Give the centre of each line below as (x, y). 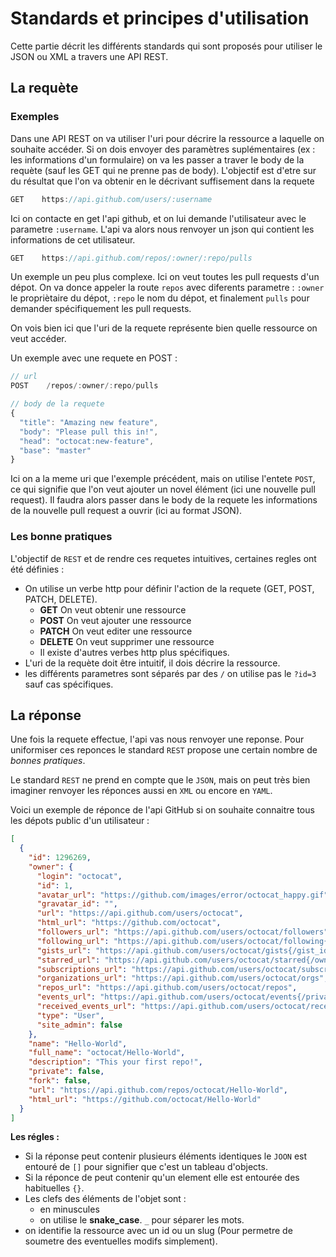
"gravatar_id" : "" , (77, 904)
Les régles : (35, 1137)
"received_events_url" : (86, 1007)
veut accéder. (38, 339)
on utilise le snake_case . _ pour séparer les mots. (142, 1220)
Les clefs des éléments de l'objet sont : (105, 1199)
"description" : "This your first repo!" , (115, 1062)
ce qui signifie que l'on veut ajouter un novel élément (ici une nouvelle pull (163, 489)
